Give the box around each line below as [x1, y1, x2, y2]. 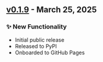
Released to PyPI [14, 42, 57, 49]
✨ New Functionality [6, 23, 67, 31]
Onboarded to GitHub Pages [14, 49, 85, 56]
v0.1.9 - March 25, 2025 [6, 5, 97, 15]
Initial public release [14, 36, 65, 44]
